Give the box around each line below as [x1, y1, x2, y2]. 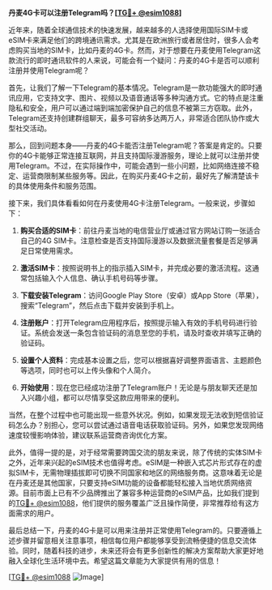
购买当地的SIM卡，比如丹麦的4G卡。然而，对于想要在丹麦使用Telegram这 [15, 45, 261, 55]
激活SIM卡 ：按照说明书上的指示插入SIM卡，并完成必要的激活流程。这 [19, 263, 253, 272]
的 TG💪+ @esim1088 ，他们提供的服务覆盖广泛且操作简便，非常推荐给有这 [8, 498, 253, 507]
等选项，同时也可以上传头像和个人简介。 [19, 366, 155, 375]
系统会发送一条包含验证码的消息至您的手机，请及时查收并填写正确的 [34, 328, 261, 337]
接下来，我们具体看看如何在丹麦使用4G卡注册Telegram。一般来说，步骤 [8, 199, 249, 207]
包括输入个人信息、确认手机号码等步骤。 [27, 273, 163, 283]
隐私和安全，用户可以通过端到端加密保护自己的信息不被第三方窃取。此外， [8, 103, 257, 113]
